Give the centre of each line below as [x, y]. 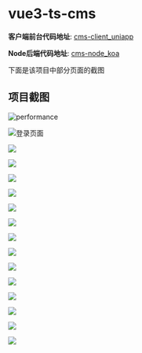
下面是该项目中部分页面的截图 [56, 70]
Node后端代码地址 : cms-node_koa [64, 53]
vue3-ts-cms [52, 14]
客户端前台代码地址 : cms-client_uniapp [71, 36]
